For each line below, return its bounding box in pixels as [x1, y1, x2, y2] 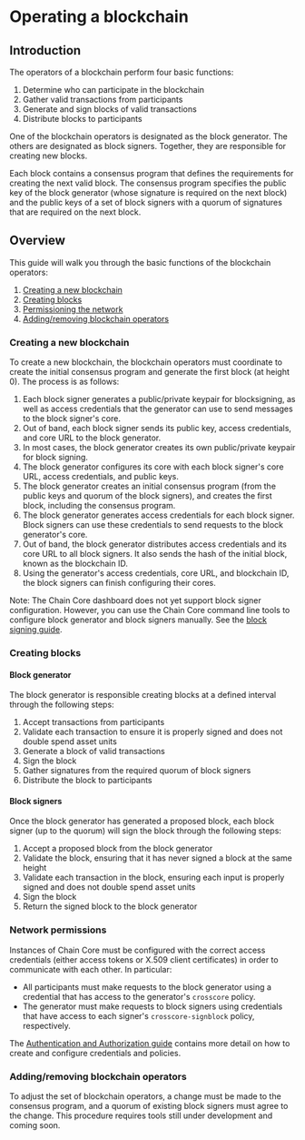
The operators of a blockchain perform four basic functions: [9, 66, 234, 77]
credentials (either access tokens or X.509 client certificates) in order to [9, 953, 279, 965]
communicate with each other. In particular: [9, 963, 172, 974]
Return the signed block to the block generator [22, 901, 198, 912]
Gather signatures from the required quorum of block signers [22, 765, 251, 776]
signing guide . [9, 624, 63, 635]
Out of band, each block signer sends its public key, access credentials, [22, 423, 292, 434]
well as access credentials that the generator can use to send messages [22, 403, 293, 415]
